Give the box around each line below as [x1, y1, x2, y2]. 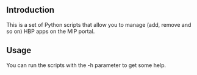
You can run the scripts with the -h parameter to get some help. [6, 61, 167, 69]
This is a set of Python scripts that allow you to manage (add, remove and [6, 21, 192, 28]
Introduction [6, 5, 55, 15]
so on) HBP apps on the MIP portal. [6, 27, 95, 35]
